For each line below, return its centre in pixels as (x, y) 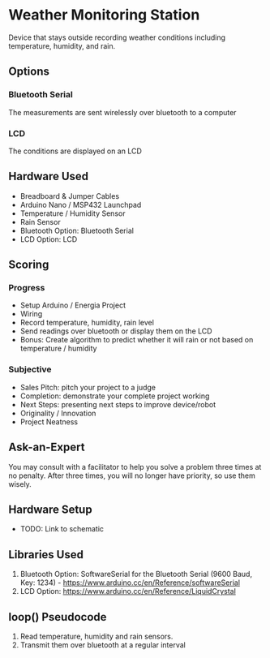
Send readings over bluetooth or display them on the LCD (116, 331)
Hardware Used (49, 176)
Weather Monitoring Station (104, 15)
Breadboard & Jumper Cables (70, 196)
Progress (27, 288)
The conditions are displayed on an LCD (75, 151)
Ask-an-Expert (47, 447)
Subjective (30, 369)
